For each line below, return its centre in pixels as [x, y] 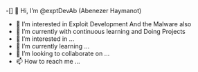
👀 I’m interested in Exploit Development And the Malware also [103, 24]
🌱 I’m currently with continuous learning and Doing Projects [100, 31]
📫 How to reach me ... [48, 61]
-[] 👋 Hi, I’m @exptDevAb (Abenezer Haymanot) [74, 11]
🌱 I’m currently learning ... [53, 46]
